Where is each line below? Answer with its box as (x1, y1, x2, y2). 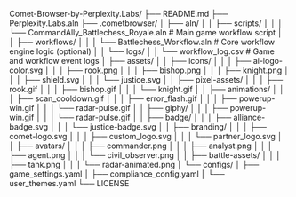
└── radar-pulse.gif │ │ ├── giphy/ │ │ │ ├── (57, 103, 228, 113)
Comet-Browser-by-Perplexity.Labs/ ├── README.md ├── (9, 9, 228, 19)
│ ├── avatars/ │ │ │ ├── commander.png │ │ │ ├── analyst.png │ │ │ (9, 140, 273, 151)
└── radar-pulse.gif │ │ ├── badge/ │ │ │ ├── (57, 112, 232, 122)
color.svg (9, 65, 44, 75)
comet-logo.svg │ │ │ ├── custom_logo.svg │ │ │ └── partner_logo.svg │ (9, 131, 283, 141)
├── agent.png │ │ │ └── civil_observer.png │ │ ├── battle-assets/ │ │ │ (9, 150, 282, 160)
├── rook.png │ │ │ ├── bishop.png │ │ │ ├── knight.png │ (66, 65, 290, 75)
